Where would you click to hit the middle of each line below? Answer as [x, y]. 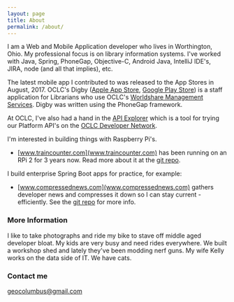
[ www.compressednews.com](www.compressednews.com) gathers [116, 187]
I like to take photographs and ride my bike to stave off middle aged [104, 236]
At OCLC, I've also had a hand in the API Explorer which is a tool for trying [114, 118]
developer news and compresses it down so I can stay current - [109, 195]
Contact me [28, 275]
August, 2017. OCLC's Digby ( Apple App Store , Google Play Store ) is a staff [115, 90]
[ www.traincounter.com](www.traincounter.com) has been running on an [122, 153]
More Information [37, 220]
